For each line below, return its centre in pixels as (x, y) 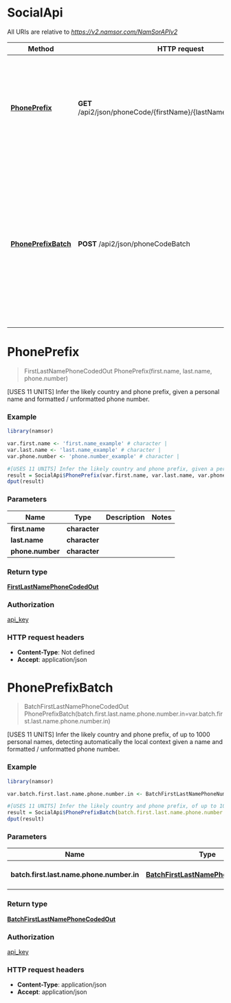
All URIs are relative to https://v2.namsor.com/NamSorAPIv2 (92, 32)
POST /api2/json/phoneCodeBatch (134, 244)
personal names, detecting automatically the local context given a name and (115, 742)
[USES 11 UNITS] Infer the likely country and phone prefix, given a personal (113, 391)
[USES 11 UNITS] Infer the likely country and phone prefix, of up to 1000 (109, 734)
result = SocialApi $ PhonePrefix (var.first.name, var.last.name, (101, 475)
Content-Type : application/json (62, 985)
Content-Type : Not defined (56, 652)
